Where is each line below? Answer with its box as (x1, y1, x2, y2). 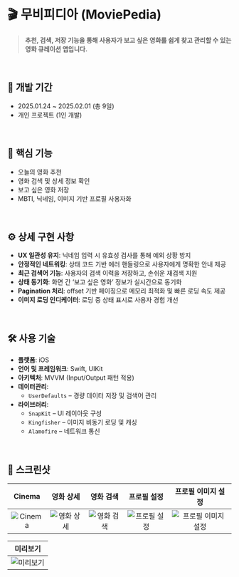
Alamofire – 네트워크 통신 (28, 427, 101, 435)
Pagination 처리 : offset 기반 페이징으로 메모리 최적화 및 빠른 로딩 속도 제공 (17, 286, 226, 296)
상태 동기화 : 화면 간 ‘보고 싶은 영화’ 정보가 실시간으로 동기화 (17, 278, 182, 286)
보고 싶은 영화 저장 (17, 185, 70, 194)
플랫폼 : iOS (17, 355, 50, 364)
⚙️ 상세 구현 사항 (7, 231, 75, 243)
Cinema (14, 492, 41, 501)
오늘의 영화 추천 (17, 167, 62, 176)
